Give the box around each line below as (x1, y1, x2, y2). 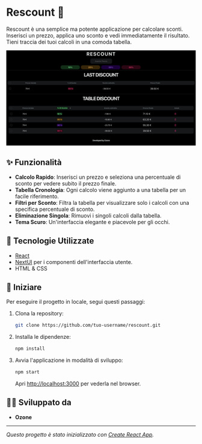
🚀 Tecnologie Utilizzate (6, 236, 94, 246)
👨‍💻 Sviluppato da (6, 397, 72, 408)
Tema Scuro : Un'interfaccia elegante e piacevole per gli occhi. (14, 218, 170, 225)
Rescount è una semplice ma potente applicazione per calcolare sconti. (6, 25, 183, 33)
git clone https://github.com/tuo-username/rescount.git (14, 323, 161, 329)
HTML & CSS (14, 265, 47, 272)
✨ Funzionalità (6, 157, 62, 168)
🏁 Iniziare (6, 282, 42, 292)
